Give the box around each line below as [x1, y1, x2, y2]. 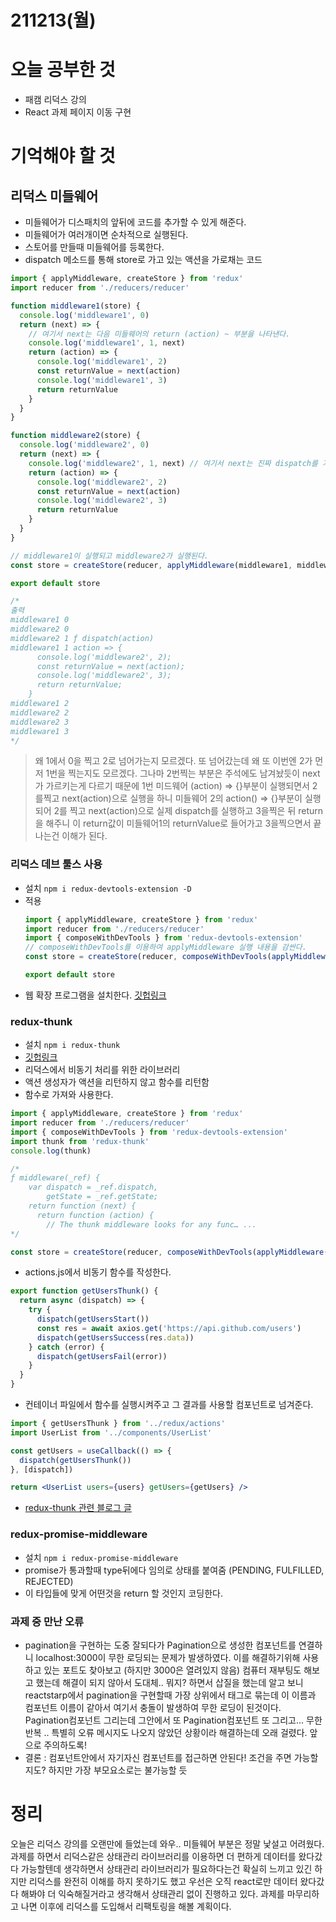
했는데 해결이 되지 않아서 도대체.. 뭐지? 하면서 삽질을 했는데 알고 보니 [35, 1676, 304, 1688]
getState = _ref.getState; [46, 1192, 159, 1202]
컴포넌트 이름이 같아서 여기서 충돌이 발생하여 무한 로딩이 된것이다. [24, 1701, 282, 1713]
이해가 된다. [61, 830, 108, 842]
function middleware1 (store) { [10, 301, 141, 311]
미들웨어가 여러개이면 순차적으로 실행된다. [24, 229, 189, 241]
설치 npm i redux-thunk [24, 1039, 121, 1051]
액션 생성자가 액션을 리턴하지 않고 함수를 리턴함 [24, 1076, 210, 1088]
